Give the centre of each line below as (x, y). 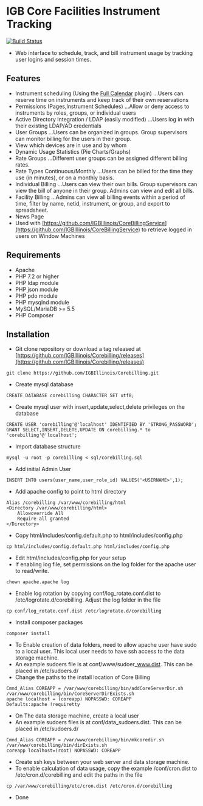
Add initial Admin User (43, 469)
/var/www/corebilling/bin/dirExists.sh (57, 746)
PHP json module (37, 289)
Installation (28, 334)
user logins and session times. (53, 59)
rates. (22, 164)
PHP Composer (34, 315)
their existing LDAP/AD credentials (58, 126)
